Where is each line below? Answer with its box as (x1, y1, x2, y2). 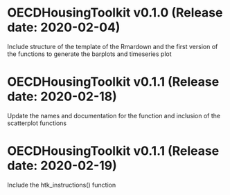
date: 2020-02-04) (7, 19, 121, 35)
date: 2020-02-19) (7, 158, 118, 174)
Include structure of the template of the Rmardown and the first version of (7, 42, 218, 50)
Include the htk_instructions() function (7, 180, 116, 189)
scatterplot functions (7, 119, 67, 127)
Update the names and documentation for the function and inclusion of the (7, 111, 221, 120)
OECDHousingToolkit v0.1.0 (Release (7, 5, 223, 21)
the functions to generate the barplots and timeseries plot (7, 50, 172, 58)
